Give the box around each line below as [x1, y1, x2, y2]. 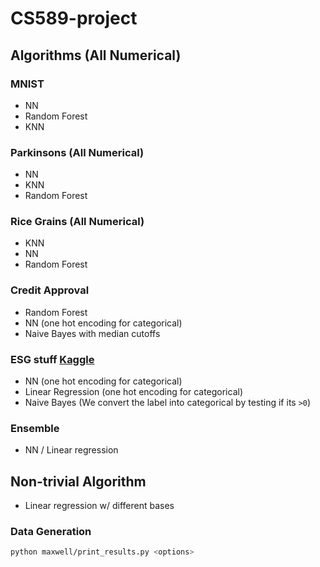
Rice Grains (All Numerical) [10, 215, 145, 229]
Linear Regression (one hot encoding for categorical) [24, 386, 244, 398]
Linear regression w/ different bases [24, 500, 175, 512]
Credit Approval [10, 283, 90, 297]
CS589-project [10, 7, 138, 30]
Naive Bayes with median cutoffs [24, 327, 161, 339]
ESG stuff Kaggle [10, 352, 95, 366]
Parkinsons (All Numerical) [10, 145, 145, 159]
